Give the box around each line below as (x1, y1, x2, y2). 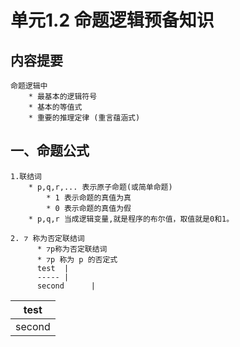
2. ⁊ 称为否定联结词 (10, 233, 85, 243)
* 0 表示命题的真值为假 (46, 203, 132, 213)
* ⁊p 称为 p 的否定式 (36, 254, 118, 265)
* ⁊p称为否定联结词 (36, 244, 108, 254)
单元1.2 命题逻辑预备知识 (10, 9, 215, 32)
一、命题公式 (10, 142, 90, 160)
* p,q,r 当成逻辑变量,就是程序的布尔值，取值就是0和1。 (28, 214, 235, 224)
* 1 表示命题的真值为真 (46, 192, 132, 203)
